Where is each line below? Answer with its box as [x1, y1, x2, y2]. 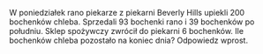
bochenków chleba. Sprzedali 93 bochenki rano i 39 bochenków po [9, 17, 255, 27]
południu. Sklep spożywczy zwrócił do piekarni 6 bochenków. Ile [9, 26, 244, 36]
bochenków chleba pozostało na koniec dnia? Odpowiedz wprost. [9, 35, 249, 45]
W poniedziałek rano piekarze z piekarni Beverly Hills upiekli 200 [9, 8, 245, 17]
